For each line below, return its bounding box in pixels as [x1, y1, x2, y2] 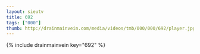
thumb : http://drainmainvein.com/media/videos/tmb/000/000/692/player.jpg [6, 25, 196, 31]
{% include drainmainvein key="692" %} [6, 42, 106, 49]
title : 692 [6, 14, 33, 20]
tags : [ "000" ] [6, 20, 42, 26]
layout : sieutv [6, 8, 44, 15]
